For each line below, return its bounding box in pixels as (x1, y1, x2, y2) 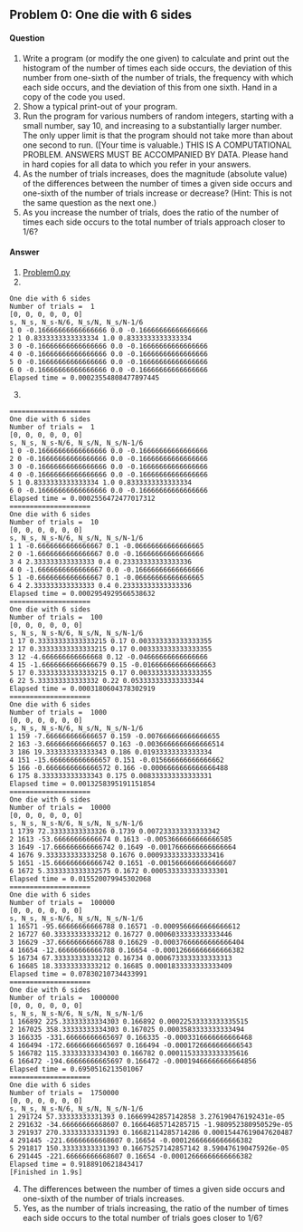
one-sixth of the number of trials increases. (22, 1193, 185, 1204)
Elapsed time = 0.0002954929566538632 (9, 589, 156, 598)
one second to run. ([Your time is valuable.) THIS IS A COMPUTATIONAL (22, 140, 292, 150)
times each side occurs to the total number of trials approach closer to (22, 217, 286, 227)
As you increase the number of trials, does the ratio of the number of (22, 207, 279, 217)
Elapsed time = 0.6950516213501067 (9, 1064, 144, 1073)
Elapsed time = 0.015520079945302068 (9, 874, 152, 883)
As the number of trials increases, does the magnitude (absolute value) (22, 168, 288, 179)
